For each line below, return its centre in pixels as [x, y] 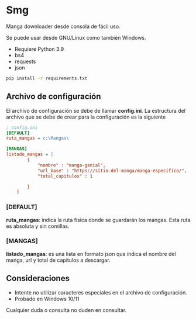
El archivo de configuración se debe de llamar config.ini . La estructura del [96, 110]
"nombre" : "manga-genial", [72, 165]
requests [25, 61]
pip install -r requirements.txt [47, 78]
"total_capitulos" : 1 [65, 176]
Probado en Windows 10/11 [47, 299]
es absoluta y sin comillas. [38, 226]
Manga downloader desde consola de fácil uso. [63, 26]
